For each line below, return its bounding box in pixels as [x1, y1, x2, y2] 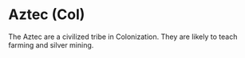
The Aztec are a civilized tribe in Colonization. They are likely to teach [8, 32, 238, 41]
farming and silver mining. [8, 40, 94, 49]
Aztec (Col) [8, 6, 85, 24]
